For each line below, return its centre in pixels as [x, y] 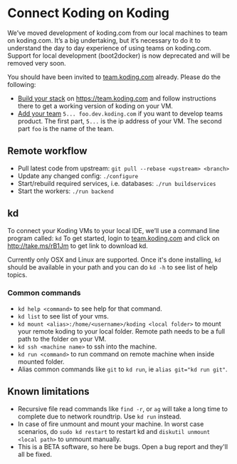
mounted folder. [41, 361]
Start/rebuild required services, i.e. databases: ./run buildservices [117, 183]
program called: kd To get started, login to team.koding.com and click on [114, 238]
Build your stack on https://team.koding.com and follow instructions [117, 98]
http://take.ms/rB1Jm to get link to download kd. [78, 246]
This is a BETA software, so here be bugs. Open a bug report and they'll [123, 446]
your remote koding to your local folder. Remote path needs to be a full [121, 331]
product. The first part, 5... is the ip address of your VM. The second [120, 121]
